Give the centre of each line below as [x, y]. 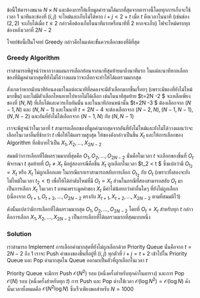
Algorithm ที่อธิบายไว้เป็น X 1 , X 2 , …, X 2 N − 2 [54, 143]
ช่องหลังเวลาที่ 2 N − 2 [29, 30]
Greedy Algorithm [33, 57]
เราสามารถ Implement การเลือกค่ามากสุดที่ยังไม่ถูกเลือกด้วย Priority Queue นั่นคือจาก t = [99, 247]
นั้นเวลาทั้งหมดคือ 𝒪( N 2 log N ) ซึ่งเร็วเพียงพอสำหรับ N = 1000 [70, 288]
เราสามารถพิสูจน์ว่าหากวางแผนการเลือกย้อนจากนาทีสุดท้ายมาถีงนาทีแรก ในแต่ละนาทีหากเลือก [97, 71]
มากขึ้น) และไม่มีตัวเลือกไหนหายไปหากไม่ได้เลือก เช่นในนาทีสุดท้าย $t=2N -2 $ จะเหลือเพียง [99, 96]
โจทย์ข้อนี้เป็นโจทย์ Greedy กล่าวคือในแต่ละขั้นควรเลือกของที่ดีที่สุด [73, 42]
